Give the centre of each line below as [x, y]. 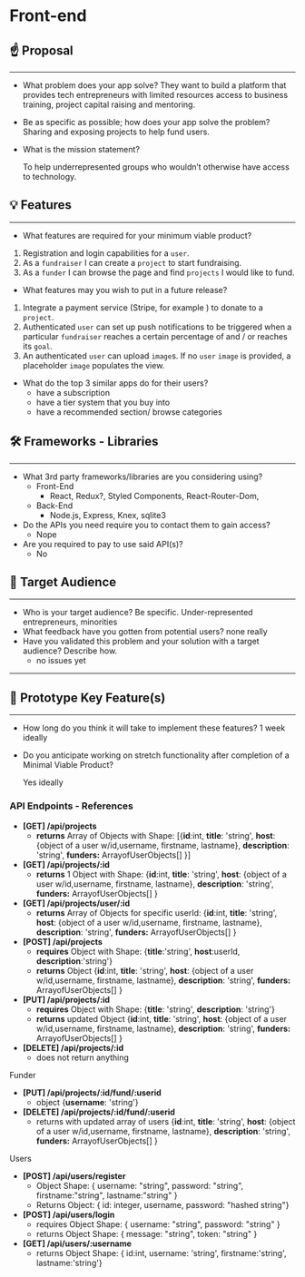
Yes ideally [43, 782]
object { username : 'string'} [87, 1102]
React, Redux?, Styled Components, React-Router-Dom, [154, 496]
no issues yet [61, 661]
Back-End [54, 506]
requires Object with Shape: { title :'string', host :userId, [138, 951]
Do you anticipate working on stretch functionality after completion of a [156, 755]
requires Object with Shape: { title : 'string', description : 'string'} [155, 1009]
